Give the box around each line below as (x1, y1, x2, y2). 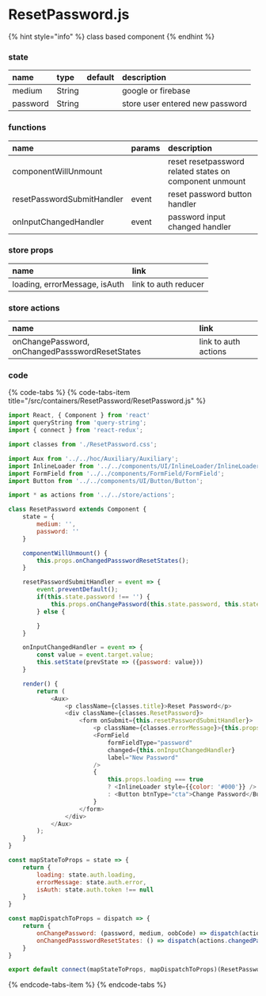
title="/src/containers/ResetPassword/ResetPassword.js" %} (8, 396, 206, 405)
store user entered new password (121, 98, 248, 109)
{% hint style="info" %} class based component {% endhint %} (8, 32, 215, 41)
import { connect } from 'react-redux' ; (8, 426, 144, 435)
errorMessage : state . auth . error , (36, 878, 147, 886)
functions (8, 122, 47, 133)
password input (167, 211, 226, 222)
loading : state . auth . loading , (36, 871, 136, 879)
